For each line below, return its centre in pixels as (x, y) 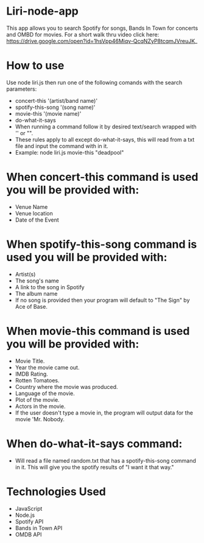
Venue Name (31, 207)
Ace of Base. (31, 306)
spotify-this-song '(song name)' (55, 107)
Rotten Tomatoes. (37, 380)
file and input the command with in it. (62, 146)
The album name (36, 293)
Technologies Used (56, 492)
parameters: (22, 89)
